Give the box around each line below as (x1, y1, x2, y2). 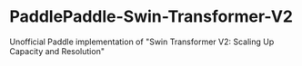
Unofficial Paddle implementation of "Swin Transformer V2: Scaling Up (9, 36, 275, 47)
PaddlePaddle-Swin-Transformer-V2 (9, 6, 294, 27)
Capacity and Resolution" (9, 45, 105, 56)
